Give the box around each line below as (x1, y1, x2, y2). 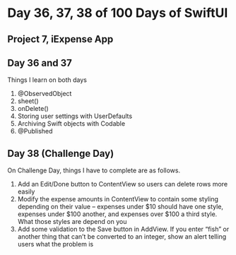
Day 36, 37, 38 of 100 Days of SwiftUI (7, 5, 228, 21)
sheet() (17, 97, 39, 105)
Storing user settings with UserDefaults (17, 112, 133, 121)
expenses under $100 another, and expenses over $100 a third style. (17, 210, 218, 218)
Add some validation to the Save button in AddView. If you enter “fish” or (17, 225, 230, 234)
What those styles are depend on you (17, 218, 127, 226)
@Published (17, 127, 53, 136)
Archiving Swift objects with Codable (17, 119, 126, 128)
